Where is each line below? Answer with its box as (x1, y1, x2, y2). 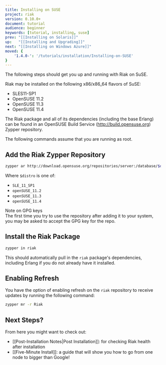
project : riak (5, 12, 35, 17)
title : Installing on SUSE (5, 7, 61, 12)
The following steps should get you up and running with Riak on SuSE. (5, 71, 148, 77)
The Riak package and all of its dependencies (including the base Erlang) (5, 116, 154, 122)
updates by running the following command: (5, 293, 95, 299)
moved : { (5, 49, 23, 53)
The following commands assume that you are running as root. (5, 136, 132, 142)
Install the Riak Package (5, 232, 81, 241)
